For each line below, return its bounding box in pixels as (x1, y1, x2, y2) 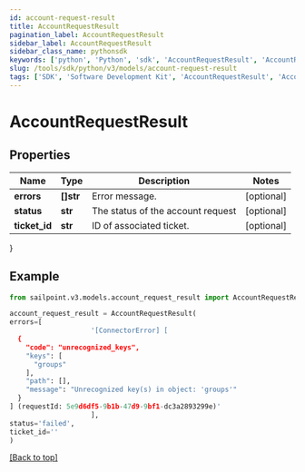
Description (138, 174, 191, 187)
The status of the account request (92, 204, 237, 217)
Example (9, 269, 60, 284)
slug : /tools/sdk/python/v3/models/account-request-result (9, 64, 238, 74)
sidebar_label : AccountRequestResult (9, 38, 152, 48)
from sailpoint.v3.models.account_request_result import (9, 292, 230, 302)
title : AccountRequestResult (9, 22, 120, 31)
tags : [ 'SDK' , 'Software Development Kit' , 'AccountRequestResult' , (9, 73, 274, 82)
